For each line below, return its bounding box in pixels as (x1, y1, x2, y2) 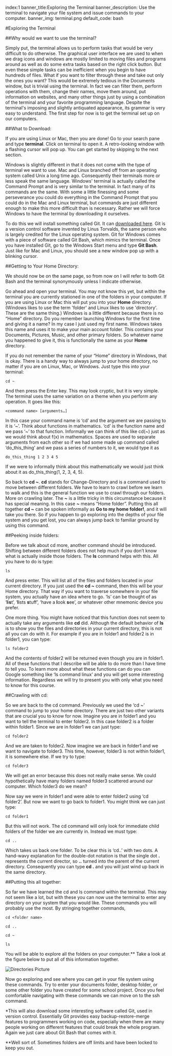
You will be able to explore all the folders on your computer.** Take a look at (5, 951, 166, 957)
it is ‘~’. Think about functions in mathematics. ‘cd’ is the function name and (5, 423, 165, 429)
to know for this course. (5, 683, 55, 688)
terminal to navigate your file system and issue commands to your (5, 10, 144, 16)
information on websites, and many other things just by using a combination (5, 94, 165, 100)
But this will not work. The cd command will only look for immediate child (5, 823, 160, 829)
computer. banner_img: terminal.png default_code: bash (5, 15, 124, 21)
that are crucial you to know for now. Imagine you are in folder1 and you (5, 713, 156, 719)
